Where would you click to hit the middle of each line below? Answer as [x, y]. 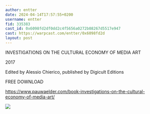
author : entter [21, 10]
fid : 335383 [18, 24]
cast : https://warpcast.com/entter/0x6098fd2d [55, 33]
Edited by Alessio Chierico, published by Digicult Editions [65, 72]
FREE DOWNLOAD [24, 82]
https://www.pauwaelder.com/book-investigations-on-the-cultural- [75, 91]
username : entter [23, 19]
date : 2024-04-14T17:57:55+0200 [39, 15]
